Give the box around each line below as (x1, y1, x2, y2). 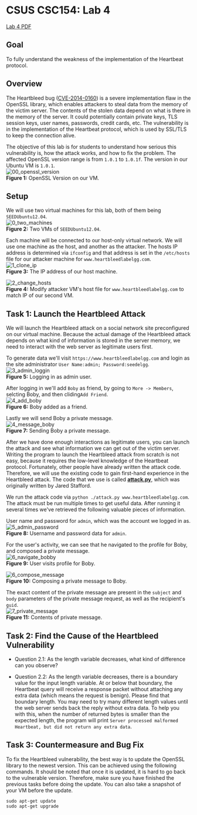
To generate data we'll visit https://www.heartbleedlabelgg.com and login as (6, 354, 190, 361)
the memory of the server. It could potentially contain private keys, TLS (6, 113, 178, 120)
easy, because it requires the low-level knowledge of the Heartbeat (6, 457, 169, 464)
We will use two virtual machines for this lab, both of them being (6, 207, 161, 214)
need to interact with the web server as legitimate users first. (6, 343, 153, 350)
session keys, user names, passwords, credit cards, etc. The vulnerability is (6, 119, 189, 126)
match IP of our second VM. (6, 292, 74, 299)
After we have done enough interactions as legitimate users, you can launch (6, 438, 190, 446)
